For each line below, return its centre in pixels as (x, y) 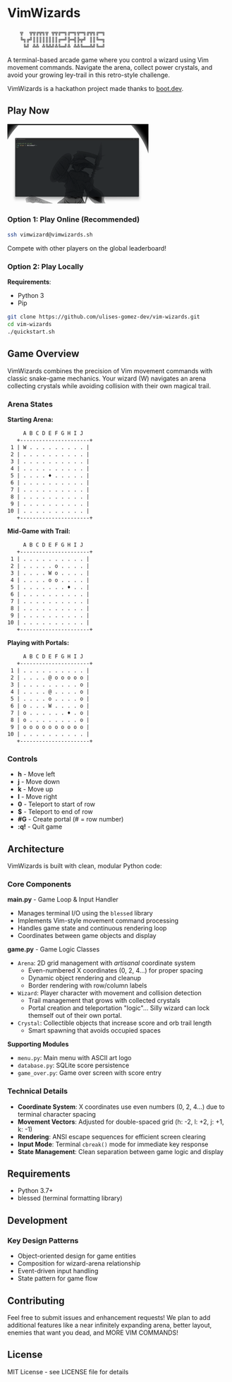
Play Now (29, 111)
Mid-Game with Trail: (39, 531)
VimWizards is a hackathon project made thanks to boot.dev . (96, 88)
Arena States (30, 404)
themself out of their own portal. (75, 1016)
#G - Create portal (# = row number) (71, 819)
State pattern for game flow (57, 1278)
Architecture (36, 849)
